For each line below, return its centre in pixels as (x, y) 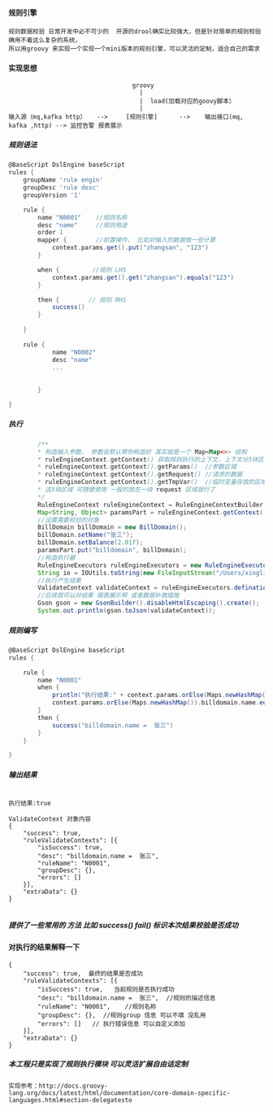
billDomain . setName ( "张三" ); (86, 535)
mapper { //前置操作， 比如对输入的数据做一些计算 (127, 240)
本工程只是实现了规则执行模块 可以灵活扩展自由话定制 (98, 1064)
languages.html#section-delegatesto (70, 1100)
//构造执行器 (56, 557)
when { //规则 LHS (82, 270)
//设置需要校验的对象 (69, 520)
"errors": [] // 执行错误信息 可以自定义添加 (111, 1024)
